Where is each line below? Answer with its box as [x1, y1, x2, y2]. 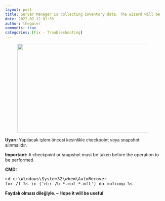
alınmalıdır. [5, 142, 27, 148]
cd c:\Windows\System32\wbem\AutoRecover [5, 176, 107, 181]
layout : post [5, 7, 32, 12]
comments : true [5, 26, 37, 31]
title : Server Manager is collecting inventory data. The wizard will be [5, 12, 161, 17]
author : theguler [5, 21, 41, 26]
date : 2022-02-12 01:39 [5, 16, 54, 21]
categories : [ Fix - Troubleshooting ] [5, 30, 83, 35]
